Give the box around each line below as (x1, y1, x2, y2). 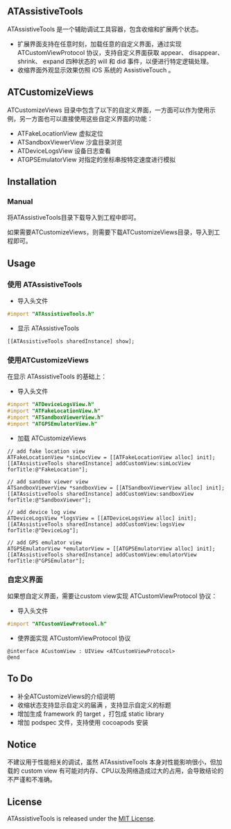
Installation (7, 176, 57, 188)
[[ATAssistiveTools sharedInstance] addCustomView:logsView (7, 521, 185, 528)
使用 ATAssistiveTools (7, 280, 83, 289)
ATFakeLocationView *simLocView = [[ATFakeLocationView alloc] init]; (7, 453, 216, 461)
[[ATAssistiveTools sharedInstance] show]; (7, 337, 135, 345)
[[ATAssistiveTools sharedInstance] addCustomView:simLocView (7, 460, 191, 467)
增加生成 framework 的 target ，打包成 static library (17, 709, 164, 718)
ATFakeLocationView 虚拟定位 (17, 129, 104, 138)
